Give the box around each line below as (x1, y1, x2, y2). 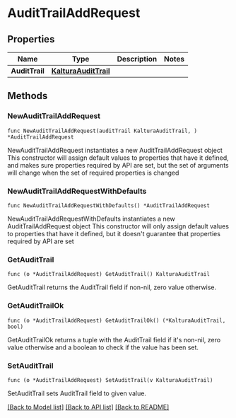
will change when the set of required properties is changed (7, 168, 179, 177)
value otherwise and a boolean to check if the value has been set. (7, 343, 199, 352)
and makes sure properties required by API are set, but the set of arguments (7, 161, 229, 169)
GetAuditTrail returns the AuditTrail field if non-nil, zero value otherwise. (7, 283, 217, 291)
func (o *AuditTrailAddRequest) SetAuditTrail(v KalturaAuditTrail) (7, 376, 213, 383)
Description (117, 54, 158, 64)
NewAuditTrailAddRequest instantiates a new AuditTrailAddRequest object (7, 146, 223, 154)
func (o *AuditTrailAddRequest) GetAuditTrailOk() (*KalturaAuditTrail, (7, 317, 226, 324)
